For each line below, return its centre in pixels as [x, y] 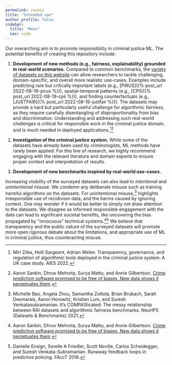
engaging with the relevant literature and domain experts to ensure [83, 156]
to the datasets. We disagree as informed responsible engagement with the [84, 209]
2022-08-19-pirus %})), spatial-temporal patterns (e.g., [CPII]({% [82, 91]
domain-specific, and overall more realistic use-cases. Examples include [89, 80]
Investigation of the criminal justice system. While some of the [80, 140]
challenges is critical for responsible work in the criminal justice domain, [89, 124]
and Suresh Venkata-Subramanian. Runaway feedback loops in [79, 352]
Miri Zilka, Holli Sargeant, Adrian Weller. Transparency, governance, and [89, 252]
